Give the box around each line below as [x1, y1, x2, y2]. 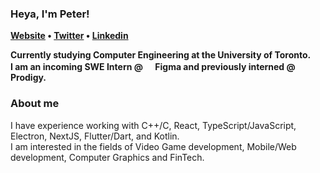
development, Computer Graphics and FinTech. [10, 151, 205, 163]
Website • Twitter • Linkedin [10, 30, 129, 42]
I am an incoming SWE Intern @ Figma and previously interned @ [10, 61, 296, 73]
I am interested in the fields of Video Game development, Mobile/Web [10, 140, 297, 152]
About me [10, 97, 60, 111]
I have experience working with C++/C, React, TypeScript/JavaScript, [10, 119, 297, 131]
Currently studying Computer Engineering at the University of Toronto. [10, 49, 312, 61]
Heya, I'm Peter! [10, 7, 90, 21]
